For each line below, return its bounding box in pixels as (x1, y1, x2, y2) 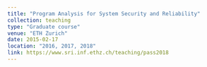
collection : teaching (7, 17, 71, 24)
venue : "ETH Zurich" (7, 29, 69, 37)
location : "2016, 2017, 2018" (7, 43, 97, 50)
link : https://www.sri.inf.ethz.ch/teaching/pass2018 (7, 50, 170, 57)
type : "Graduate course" (7, 23, 81, 30)
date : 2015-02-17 (7, 36, 59, 43)
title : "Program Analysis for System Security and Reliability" (7, 10, 201, 17)
